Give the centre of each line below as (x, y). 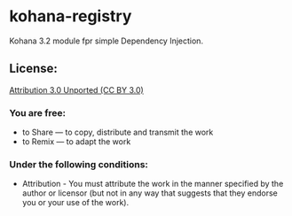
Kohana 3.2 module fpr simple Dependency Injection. (107, 41)
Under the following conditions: (79, 164)
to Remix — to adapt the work (76, 142)
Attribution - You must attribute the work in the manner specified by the (153, 184)
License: (33, 69)
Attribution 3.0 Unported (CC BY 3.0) (76, 89)
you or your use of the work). (75, 203)
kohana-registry (71, 16)
